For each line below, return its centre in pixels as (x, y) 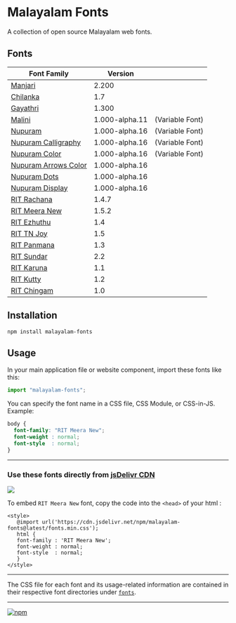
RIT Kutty (26, 279)
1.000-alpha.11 (121, 119)
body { (17, 424)
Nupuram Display (39, 188)
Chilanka (25, 97)
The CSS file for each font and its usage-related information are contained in (118, 584)
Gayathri (25, 108)
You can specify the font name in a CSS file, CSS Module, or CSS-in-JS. (111, 403)
